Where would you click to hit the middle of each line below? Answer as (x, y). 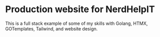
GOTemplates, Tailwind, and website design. (51, 28)
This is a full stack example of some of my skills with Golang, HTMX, (76, 23)
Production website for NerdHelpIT (80, 9)
